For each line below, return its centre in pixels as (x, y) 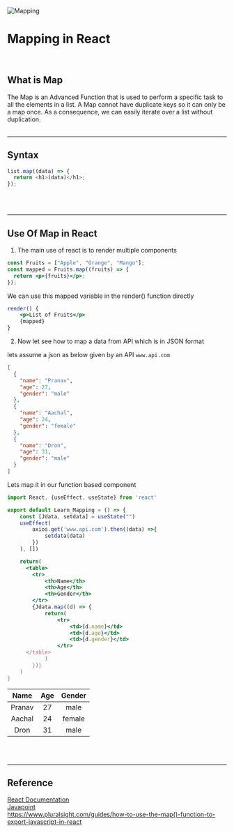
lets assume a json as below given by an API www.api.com (89, 355)
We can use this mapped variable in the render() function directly (101, 296)
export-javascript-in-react (45, 822)
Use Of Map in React (52, 233)
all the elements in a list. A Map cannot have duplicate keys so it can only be (117, 104)
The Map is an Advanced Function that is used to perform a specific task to (115, 97)
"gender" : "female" (48, 426)
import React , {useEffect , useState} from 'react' (82, 497)
